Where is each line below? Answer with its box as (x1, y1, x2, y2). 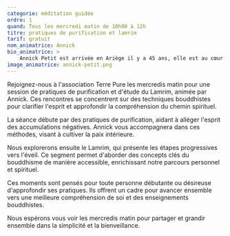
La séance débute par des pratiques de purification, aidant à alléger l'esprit (7, 115, 221, 124)
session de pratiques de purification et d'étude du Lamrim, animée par (7, 87, 207, 96)
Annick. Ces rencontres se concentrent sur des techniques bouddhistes (7, 94, 211, 103)
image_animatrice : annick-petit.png (7, 61, 112, 68)
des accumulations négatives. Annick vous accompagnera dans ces (7, 122, 200, 131)
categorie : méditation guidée (7, 10, 94, 17)
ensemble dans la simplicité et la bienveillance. (7, 221, 140, 229)
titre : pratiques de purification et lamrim (7, 29, 137, 36)
